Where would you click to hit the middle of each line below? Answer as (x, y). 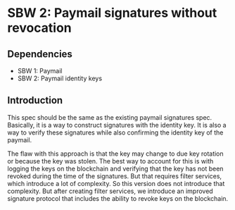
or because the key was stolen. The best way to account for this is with (110, 161)
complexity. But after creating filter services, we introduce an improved (110, 191)
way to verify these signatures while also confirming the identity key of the (115, 132)
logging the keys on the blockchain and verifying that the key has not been (115, 168)
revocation (39, 28)
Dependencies (40, 54)
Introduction (35, 100)
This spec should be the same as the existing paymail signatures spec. (110, 117)
